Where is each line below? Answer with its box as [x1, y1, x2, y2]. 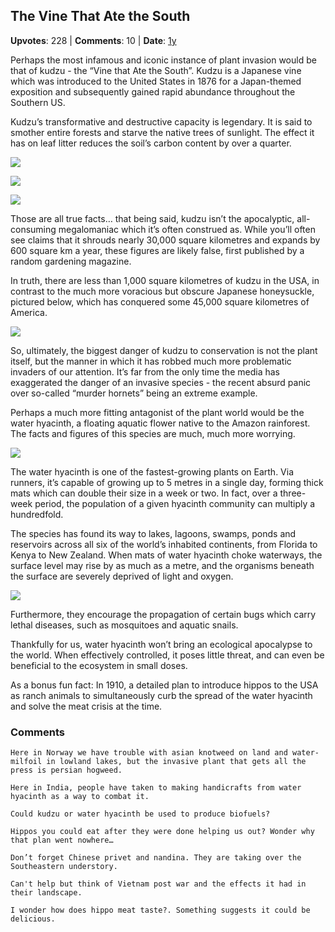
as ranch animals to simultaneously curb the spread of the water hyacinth [10, 689, 313, 701]
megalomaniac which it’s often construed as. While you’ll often [58, 223, 316, 235]
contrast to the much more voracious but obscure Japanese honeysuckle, [10, 285, 315, 297]
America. [10, 306, 48, 318]
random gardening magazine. [10, 255, 132, 267]
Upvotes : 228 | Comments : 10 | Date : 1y [10, 34, 177, 46]
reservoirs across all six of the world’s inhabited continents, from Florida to [10, 538, 318, 550]
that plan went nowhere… [10, 835, 114, 846]
